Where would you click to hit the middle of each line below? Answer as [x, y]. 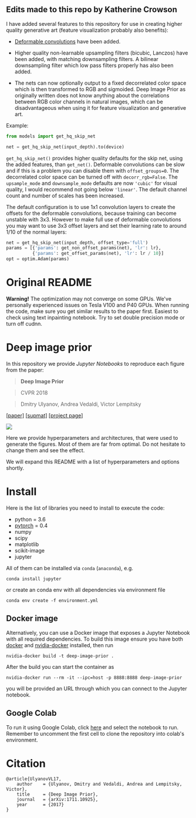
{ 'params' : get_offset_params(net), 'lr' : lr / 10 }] [98, 254]
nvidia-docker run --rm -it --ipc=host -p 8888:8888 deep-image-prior [94, 678]
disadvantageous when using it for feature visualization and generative [100, 107]
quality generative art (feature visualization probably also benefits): [87, 30]
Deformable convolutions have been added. [67, 41]
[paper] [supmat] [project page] [45, 415]
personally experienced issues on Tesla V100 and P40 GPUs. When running [98, 305]
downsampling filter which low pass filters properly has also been [94, 65]
